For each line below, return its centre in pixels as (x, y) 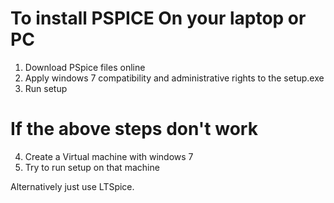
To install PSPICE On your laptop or (158, 18)
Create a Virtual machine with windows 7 (109, 156)
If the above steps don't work (134, 129)
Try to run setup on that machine (92, 167)
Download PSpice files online (85, 67)
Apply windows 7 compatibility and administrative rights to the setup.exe (174, 78)
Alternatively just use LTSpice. (72, 186)
